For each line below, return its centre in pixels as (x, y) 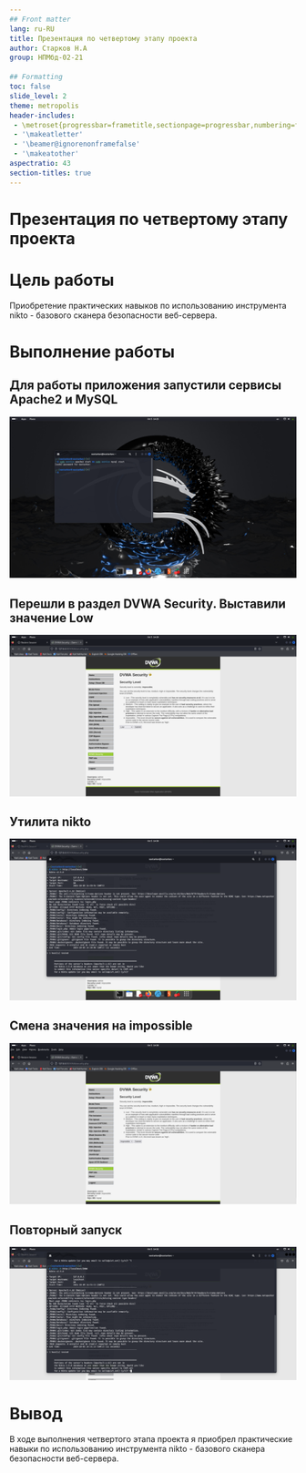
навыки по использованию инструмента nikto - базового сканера (138, 1448)
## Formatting (36, 77)
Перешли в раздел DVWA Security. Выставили (148, 604)
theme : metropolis (44, 106)
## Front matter (40, 19)
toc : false (30, 87)
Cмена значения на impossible (101, 1026)
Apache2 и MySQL (64, 399)
